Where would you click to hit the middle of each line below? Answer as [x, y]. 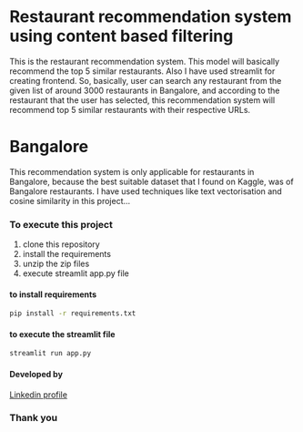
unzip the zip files [56, 264]
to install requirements [53, 294]
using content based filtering [121, 36]
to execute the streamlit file [62, 334]
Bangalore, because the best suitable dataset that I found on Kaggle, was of [151, 181]
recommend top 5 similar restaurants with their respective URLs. [130, 109]
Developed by [36, 374]
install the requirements [67, 254]
